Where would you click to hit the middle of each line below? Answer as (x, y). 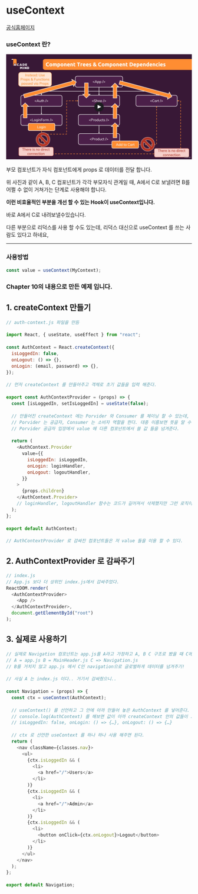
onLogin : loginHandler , (56, 466)
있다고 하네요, (33, 234)
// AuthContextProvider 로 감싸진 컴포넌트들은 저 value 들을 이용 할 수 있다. (95, 541)
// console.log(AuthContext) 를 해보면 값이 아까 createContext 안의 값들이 (100, 716)
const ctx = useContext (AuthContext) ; (59, 697)
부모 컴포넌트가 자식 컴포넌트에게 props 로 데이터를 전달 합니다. (79, 169)
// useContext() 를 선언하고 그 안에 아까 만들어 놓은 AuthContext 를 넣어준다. (100, 710)
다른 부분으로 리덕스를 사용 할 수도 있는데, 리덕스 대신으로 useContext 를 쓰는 (95, 227)
